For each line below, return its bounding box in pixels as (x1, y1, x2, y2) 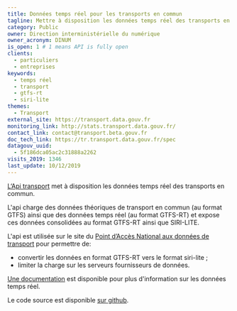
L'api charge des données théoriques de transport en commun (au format (7, 203, 222, 212)
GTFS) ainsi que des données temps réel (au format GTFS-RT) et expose (7, 210, 220, 219)
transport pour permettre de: (7, 239, 92, 248)
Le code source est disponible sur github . (7, 295, 129, 304)
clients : (7, 50, 33, 58)
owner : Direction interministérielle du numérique (7, 30, 160, 38)
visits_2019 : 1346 (7, 155, 62, 163)
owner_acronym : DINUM (7, 37, 72, 44)
